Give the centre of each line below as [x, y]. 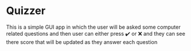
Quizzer [26, 11]
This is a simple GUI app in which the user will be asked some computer [93, 27]
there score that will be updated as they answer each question [82, 42]
